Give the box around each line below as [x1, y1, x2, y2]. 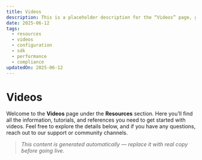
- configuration [11, 43, 52, 49]
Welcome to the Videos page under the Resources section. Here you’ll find [6, 110, 193, 117]
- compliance [11, 59, 44, 65]
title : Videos [6, 8, 42, 15]
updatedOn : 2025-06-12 [6, 64, 63, 71]
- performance [11, 53, 47, 59]
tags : [6, 25, 20, 32]
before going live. [20, 147, 65, 155]
